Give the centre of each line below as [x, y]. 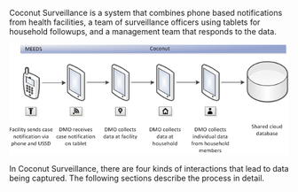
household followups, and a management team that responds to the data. [143, 31]
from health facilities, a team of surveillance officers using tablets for [135, 22]
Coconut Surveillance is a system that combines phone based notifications [146, 13]
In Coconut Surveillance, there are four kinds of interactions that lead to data [149, 168]
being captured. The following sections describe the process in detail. [137, 178]
